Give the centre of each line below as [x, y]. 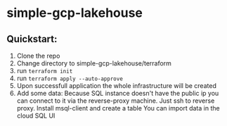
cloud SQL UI [36, 115]
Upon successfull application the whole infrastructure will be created [117, 86]
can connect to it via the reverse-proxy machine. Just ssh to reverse [116, 101]
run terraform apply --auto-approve [70, 78]
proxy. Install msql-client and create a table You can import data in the [118, 108]
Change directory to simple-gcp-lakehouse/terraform [94, 63]
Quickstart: [32, 39]
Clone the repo [38, 56]
